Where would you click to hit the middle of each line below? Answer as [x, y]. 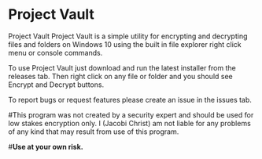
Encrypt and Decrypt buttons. [56, 85]
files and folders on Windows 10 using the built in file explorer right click [125, 44]
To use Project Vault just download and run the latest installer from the [122, 67]
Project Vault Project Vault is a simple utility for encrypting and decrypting [128, 36]
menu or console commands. [55, 52]
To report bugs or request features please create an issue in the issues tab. [130, 99]
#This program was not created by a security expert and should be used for [131, 114]
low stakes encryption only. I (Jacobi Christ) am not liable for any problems [130, 123]
